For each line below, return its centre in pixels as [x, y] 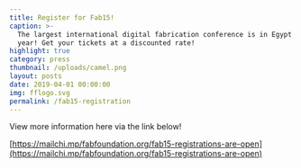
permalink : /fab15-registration [70, 101]
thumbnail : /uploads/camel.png [68, 68]
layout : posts [36, 76]
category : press [40, 59]
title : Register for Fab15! [62, 18]
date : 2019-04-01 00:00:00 [60, 84]
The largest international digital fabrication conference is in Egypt [155, 34]
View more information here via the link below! [96, 127]
